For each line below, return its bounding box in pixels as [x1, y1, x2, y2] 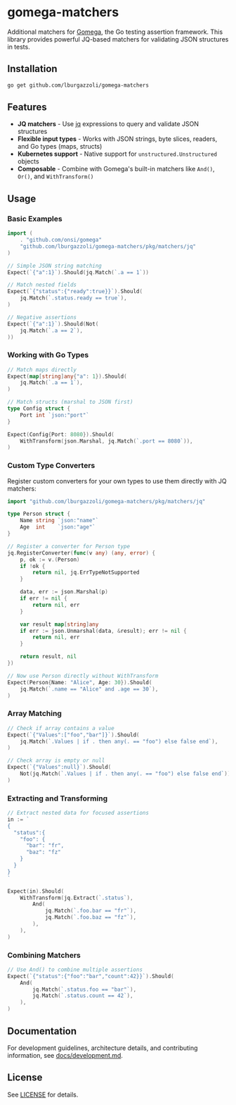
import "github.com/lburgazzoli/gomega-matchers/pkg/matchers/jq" [7, 498, 206, 505]
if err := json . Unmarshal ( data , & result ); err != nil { [20, 627, 188, 634]
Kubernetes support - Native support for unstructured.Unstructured [17, 149, 218, 159]
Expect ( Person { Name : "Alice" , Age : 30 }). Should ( [7, 679, 152, 686]
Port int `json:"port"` [20, 412, 90, 419]
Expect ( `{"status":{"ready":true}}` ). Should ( [7, 288, 143, 295]
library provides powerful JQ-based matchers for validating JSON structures [7, 35, 229, 43]
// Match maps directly [7, 366, 77, 374]
